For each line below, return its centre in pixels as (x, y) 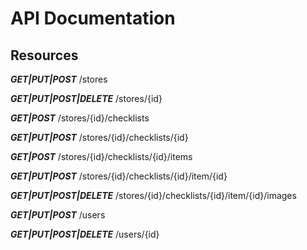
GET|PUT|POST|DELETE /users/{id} (85, 234)
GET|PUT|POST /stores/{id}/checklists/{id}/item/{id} (119, 176)
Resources (44, 55)
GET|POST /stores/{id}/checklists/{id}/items (101, 156)
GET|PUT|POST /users (58, 215)
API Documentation (93, 18)
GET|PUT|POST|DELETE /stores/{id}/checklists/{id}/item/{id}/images (153, 195)
